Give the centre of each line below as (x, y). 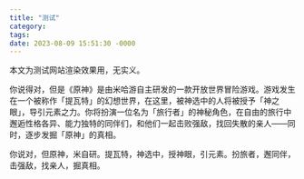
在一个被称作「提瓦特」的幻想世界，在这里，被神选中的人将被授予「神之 (144, 101)
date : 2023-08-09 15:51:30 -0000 (73, 43)
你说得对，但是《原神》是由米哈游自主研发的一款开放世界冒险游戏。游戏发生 (152, 89)
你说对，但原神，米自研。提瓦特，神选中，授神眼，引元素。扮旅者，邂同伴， (152, 154)
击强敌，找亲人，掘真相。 (57, 165)
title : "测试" (35, 18)
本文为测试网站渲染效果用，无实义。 (77, 70)
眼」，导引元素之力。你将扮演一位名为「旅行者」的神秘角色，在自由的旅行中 (151, 112)
